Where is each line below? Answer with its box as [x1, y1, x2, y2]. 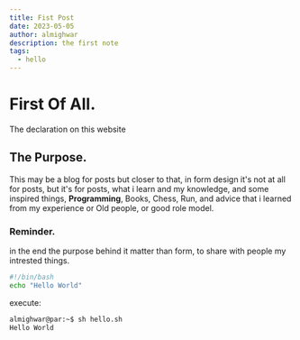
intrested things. [9, 255, 70, 266]
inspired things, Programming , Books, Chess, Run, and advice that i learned [9, 193, 292, 204]
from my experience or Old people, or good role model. [9, 202, 214, 213]
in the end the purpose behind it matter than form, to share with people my [9, 245, 286, 257]
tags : [9, 47, 30, 56]
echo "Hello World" [9, 280, 83, 289]
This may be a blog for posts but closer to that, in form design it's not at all [9, 173, 286, 185]
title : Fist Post [9, 13, 75, 23]
